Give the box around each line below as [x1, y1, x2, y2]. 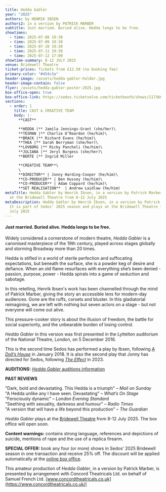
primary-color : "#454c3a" [5, 72, 58, 77]
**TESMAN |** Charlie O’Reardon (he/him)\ [18, 131, 107, 136]
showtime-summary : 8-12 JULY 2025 [5, 58, 77, 63]
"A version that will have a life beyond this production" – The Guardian [5, 406, 148, 412]
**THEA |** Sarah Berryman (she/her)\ [18, 140, 98, 145]
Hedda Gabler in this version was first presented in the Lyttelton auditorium [5, 331, 158, 337]
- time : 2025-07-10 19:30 [9, 44, 63, 49]
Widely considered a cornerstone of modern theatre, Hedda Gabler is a [5, 235, 151, 241]
